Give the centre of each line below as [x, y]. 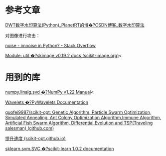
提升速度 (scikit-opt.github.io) [35, 138]
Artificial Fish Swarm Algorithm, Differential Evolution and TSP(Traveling [79, 123]
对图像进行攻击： [23, 35]
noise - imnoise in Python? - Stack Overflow [50, 45]
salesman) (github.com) [30, 128]
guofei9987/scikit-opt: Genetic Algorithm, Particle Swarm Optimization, [78, 112]
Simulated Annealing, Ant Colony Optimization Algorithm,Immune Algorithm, [83, 117]
